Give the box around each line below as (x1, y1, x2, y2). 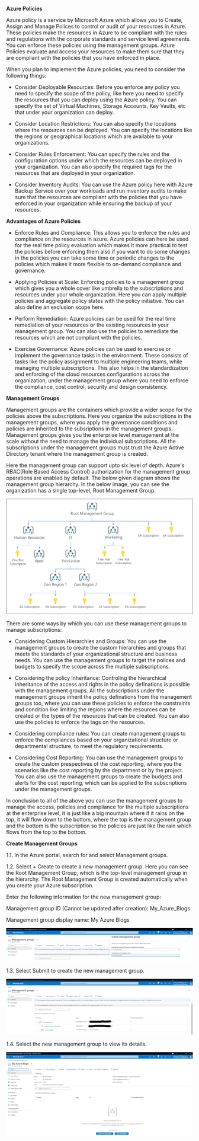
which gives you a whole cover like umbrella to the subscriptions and (14, 285, 184, 292)
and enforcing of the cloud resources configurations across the (14, 370, 170, 378)
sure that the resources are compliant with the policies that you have (14, 194, 182, 200)
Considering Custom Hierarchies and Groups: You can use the (14, 637, 167, 645)
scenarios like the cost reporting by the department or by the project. (14, 766, 184, 774)
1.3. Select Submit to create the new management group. (6, 967, 145, 974)
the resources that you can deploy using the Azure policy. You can (14, 96, 177, 103)
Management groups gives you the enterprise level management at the (6, 432, 179, 438)
